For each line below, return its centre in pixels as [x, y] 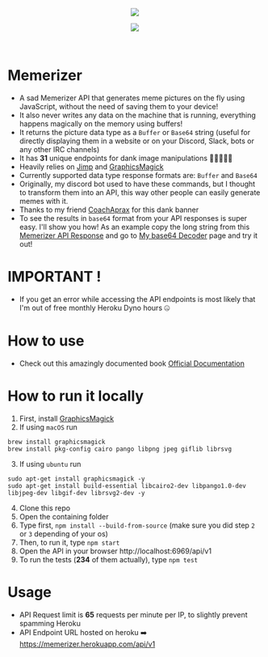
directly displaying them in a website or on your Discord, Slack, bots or [137, 141]
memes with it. [44, 201]
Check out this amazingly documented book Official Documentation [132, 363]
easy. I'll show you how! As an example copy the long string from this [134, 227]
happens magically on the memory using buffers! [101, 123]
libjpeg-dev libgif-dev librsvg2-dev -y [77, 493]
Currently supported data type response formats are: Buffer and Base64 [138, 175]
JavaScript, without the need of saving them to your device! [119, 106]
